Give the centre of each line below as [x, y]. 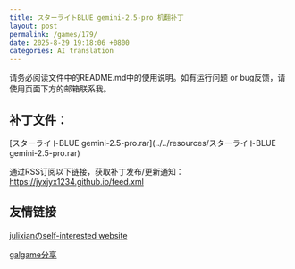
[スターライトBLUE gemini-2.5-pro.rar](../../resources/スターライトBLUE [143, 143]
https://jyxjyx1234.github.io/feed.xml [77, 181]
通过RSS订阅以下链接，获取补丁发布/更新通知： [97, 171]
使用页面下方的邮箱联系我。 [60, 89]
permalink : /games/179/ [54, 34]
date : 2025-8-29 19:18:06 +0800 [69, 43]
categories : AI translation [62, 51]
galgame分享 [33, 254]
